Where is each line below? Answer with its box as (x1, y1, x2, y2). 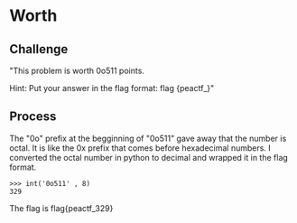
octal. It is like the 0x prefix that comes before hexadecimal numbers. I (9, 142, 271, 153)
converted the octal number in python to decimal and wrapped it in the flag (9, 152, 289, 163)
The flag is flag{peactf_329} (9, 202, 114, 213)
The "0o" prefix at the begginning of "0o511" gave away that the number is (9, 133, 287, 144)
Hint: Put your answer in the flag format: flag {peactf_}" (9, 83, 215, 93)
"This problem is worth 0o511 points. (9, 65, 144, 76)
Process (9, 109, 57, 125)
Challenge (9, 42, 69, 57)
